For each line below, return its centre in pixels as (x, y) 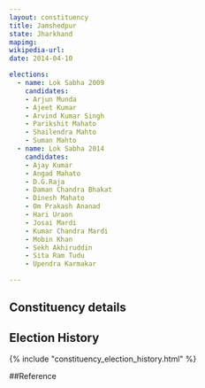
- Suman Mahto (51, 141)
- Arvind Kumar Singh (65, 116)
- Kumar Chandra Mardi (67, 231)
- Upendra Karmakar (61, 264)
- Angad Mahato (53, 174)
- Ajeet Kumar (51, 107)
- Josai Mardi (51, 222)
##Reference (33, 376)
